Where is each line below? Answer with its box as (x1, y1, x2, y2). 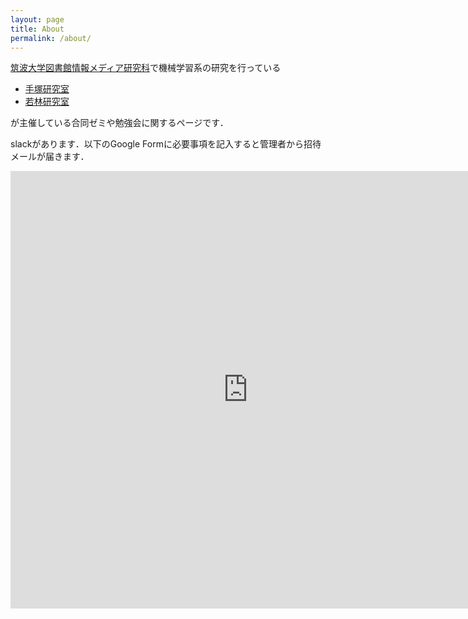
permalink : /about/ (10, 33, 92, 43)
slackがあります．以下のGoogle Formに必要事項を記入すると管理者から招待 (10, 138, 322, 150)
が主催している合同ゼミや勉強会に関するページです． (10, 117, 229, 129)
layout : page (10, 14, 65, 25)
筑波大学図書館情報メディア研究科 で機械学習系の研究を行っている (10, 62, 282, 74)
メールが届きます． (10, 151, 90, 163)
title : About (10, 24, 65, 34)
